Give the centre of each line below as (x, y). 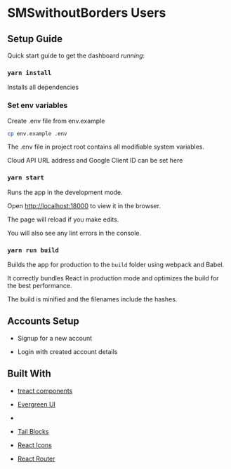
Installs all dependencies (43, 87)
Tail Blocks (33, 431)
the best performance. (40, 286)
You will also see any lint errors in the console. (74, 233)
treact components (45, 390)
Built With (29, 374)
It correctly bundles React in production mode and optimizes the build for (113, 278)
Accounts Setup (43, 321)
